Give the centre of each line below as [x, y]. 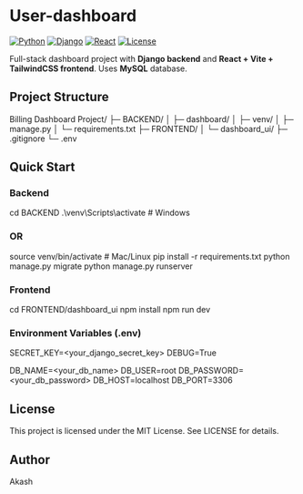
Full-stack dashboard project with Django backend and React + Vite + [141, 58]
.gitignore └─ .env [43, 139]
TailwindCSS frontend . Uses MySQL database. [99, 68]
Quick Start [42, 167]
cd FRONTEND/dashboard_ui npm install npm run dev [110, 310]
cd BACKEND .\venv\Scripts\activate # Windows [100, 213]
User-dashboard [73, 16]
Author [30, 460]
